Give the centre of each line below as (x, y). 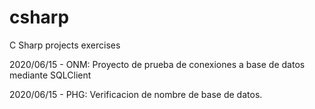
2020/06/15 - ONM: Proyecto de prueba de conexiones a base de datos (157, 64)
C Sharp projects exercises (65, 45)
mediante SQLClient (50, 75)
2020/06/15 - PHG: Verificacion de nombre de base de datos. (136, 94)
